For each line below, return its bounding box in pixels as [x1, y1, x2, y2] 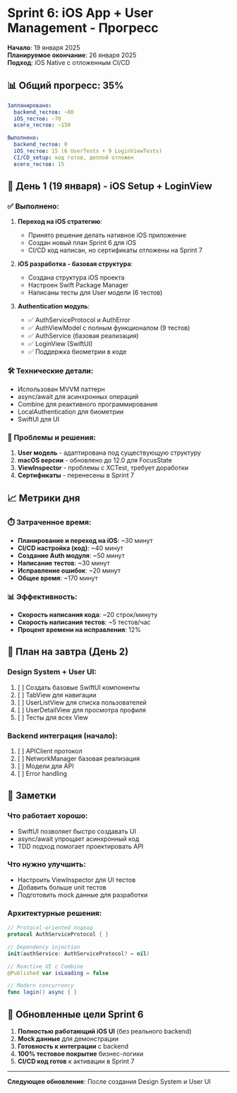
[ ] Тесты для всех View [17, 713, 88, 722]
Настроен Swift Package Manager [28, 281, 129, 289]
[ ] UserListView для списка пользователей [17, 698, 147, 707]
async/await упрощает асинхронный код [17, 835, 140, 843]
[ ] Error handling [17, 769, 68, 777]
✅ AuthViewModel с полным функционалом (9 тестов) [28, 323, 190, 333]
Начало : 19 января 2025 [7, 43, 80, 52]
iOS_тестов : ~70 [13, 115, 61, 122]
